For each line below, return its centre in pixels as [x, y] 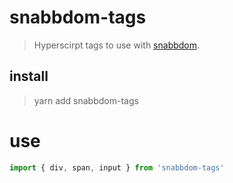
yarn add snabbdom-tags [86, 100]
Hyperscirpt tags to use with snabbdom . [117, 45]
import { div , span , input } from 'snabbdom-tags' [117, 167]
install [29, 76]
